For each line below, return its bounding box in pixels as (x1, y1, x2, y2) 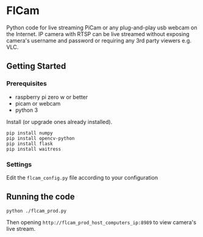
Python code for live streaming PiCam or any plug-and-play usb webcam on (6, 24, 198, 31)
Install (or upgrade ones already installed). (6, 118, 113, 125)
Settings (6, 160, 32, 169)
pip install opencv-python (6, 135, 75, 141)
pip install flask (6, 140, 53, 147)
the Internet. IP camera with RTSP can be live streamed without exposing (6, 30, 190, 37)
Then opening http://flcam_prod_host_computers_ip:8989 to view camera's (6, 218, 197, 226)
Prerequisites (6, 79, 47, 88)
